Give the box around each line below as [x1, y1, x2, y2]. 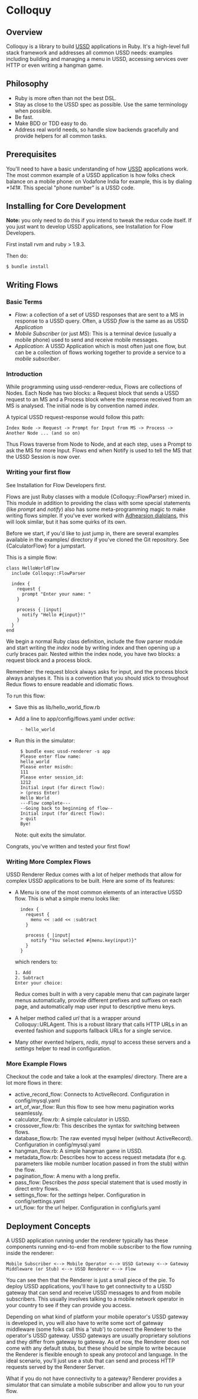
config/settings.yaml [14, 1198, 65, 1205]
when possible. [14, 107, 52, 114]
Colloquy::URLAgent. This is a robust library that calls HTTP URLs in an [14, 1021, 188, 1028]
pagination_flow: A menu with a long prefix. [14, 1173, 121, 1180]
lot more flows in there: [6, 1079, 63, 1086]
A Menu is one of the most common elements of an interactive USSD [14, 889, 183, 896]
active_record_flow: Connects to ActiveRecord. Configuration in [14, 1091, 170, 1098]
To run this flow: [6, 692, 46, 699]
